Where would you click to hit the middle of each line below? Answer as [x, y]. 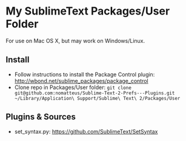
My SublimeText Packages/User [88, 11]
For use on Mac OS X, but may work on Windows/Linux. [75, 41]
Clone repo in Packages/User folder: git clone [73, 87]
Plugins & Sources [41, 117]
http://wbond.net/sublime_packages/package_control [81, 80]
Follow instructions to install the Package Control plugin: [85, 74]
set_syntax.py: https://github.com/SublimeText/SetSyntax [86, 131]
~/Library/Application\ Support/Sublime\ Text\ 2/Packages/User [97, 98]
